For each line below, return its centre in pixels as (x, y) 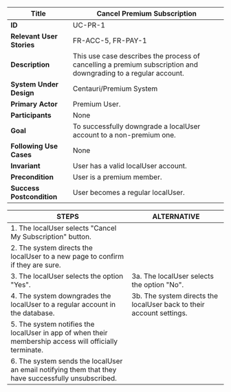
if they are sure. (36, 265)
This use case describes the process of (136, 56)
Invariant (25, 166)
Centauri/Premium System (115, 89)
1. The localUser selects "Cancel (64, 228)
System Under (35, 84)
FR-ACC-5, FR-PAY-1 (110, 41)
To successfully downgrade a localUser (136, 126)
